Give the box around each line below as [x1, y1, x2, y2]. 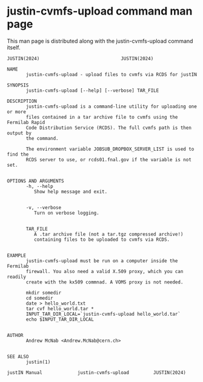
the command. [25, 135, 59, 141]
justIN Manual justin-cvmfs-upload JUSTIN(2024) [7, 369, 187, 375]
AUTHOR [7, 332, 24, 338]
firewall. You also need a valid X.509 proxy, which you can [25, 268, 184, 274]
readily [7, 274, 27, 280]
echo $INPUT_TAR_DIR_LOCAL [25, 316, 95, 322]
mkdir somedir [25, 290, 62, 296]
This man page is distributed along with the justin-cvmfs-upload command [7, 37, 193, 44]
